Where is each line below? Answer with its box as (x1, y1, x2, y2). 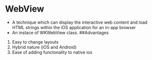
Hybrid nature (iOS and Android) (12, 44, 76, 50)
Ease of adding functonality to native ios (12, 49, 93, 55)
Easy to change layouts (12, 39, 59, 45)
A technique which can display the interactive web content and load (12, 19, 148, 25)
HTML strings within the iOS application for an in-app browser (12, 24, 136, 30)
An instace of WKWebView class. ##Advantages (12, 30, 109, 35)
